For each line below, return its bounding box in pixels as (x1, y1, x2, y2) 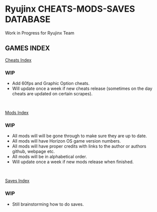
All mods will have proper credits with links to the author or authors (12, 143, 147, 149)
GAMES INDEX (5, 44, 50, 52)
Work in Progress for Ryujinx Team (5, 30, 74, 36)
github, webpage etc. (12, 148, 55, 154)
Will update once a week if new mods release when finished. (12, 159, 134, 165)
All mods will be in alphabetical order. (12, 154, 87, 160)
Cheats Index (5, 57, 32, 63)
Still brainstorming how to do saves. (12, 201, 84, 207)
